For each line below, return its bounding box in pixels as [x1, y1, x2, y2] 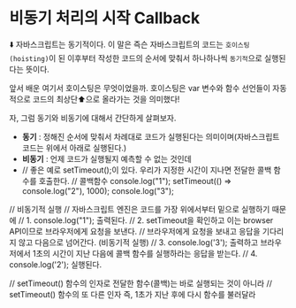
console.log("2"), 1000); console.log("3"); [21, 185, 174, 196]
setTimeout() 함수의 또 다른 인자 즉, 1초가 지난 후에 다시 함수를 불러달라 [9, 289, 256, 299]
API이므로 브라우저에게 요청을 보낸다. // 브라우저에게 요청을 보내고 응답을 [9, 226, 261, 236]
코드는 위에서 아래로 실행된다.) [21, 142, 127, 153]
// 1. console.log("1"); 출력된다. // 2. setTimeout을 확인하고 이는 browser [18, 214, 274, 226]
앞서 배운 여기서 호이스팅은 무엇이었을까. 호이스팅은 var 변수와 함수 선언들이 [9, 82, 271, 93]
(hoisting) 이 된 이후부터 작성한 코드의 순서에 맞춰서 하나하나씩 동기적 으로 [9, 52, 262, 63]
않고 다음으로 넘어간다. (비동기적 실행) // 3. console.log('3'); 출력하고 [18, 236, 259, 248]
